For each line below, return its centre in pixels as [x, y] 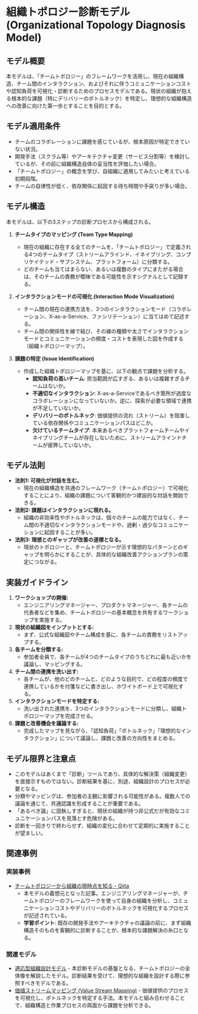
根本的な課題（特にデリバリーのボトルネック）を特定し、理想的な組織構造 [101, 98]
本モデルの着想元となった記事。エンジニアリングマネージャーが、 [103, 893]
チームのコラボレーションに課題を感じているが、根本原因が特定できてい [102, 141]
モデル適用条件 [33, 126]
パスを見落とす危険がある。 [85, 818]
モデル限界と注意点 [41, 758]
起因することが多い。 [70, 532]
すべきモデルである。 [46, 983]
